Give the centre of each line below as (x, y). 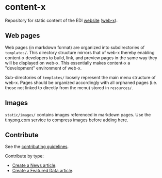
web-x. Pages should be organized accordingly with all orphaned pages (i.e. (81, 82)
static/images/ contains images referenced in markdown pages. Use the (78, 114)
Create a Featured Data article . (43, 171)
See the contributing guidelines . (37, 146)
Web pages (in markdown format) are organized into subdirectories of (75, 47)
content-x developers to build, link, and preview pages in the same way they (81, 58)
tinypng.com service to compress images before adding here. (67, 120)
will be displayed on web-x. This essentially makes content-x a (68, 63)
